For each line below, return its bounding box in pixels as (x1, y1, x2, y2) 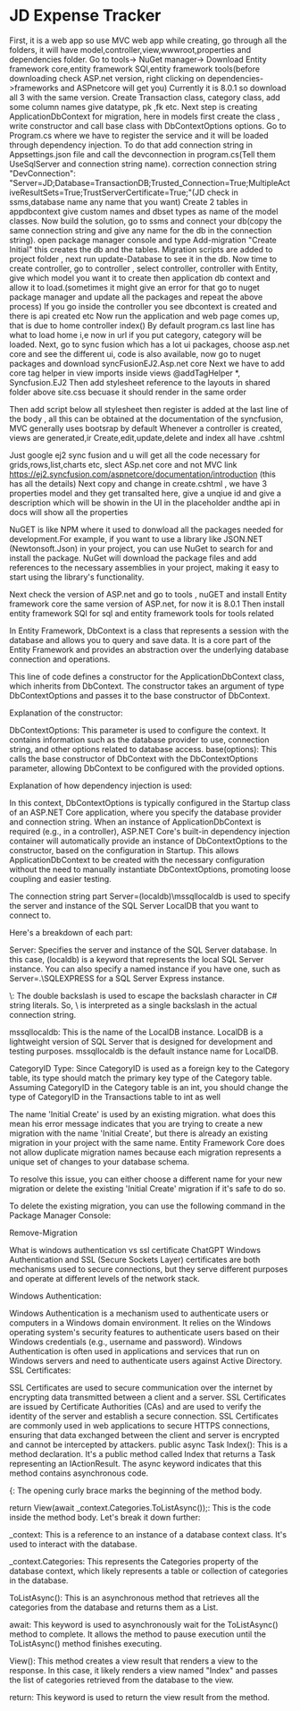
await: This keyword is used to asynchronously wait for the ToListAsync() (9, 1619, 279, 1630)
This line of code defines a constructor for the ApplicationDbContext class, (9, 671, 285, 682)
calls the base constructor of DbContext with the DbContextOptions (9, 753, 259, 764)
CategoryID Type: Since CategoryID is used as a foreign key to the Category (9, 1063, 290, 1073)
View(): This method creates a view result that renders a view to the (9, 1656, 259, 1666)
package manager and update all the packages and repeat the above (9, 292, 263, 302)
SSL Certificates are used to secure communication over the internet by (9, 1382, 273, 1393)
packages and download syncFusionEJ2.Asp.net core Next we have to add (9, 358, 286, 368)
